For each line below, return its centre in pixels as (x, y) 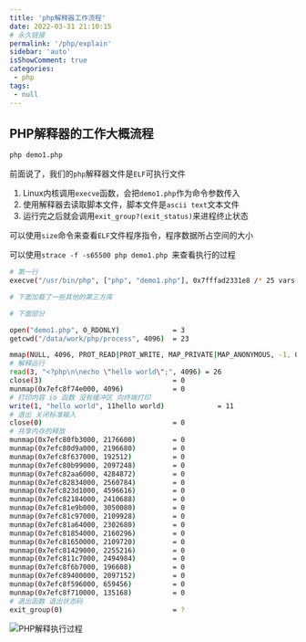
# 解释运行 (27, 363)
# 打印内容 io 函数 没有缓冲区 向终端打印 (80, 397)
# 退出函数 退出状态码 (46, 601)
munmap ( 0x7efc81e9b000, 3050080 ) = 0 (97, 508)
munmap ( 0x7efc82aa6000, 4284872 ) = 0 (97, 474)
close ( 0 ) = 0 (97, 423)
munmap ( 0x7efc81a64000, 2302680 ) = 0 (97, 525)
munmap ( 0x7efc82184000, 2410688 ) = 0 (97, 500)
